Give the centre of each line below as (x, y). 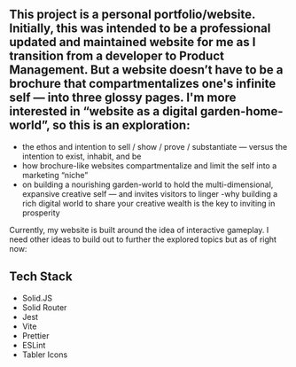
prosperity (41, 213)
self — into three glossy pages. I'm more (123, 98)
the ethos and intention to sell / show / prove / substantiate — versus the (155, 146)
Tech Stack (41, 277)
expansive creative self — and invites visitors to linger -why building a (150, 193)
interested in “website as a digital (103, 111)
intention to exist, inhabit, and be (82, 156)
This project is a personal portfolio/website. (132, 15)
